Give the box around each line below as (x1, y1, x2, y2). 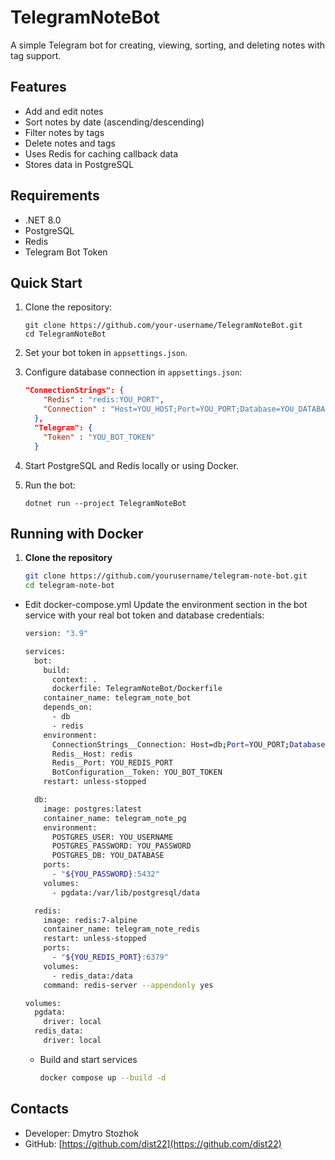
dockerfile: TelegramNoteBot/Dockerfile (51, 684, 223, 694)
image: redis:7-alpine (43, 915, 138, 925)
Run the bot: (24, 479, 76, 491)
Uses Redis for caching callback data (24, 147, 179, 160)
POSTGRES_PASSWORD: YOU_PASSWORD (51, 841, 192, 851)
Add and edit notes (24, 105, 104, 117)
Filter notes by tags (24, 126, 105, 138)
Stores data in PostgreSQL (24, 158, 135, 170)
